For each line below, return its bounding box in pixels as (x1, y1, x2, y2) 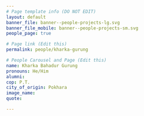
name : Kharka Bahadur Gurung (6, 62, 78, 68)
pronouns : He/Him (6, 68, 49, 74)
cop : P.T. (6, 79, 31, 85)
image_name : (6, 90, 35, 96)
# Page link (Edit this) (6, 41, 67, 47)
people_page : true (6, 31, 51, 37)
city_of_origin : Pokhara (6, 85, 67, 91)
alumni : (6, 74, 25, 79)
